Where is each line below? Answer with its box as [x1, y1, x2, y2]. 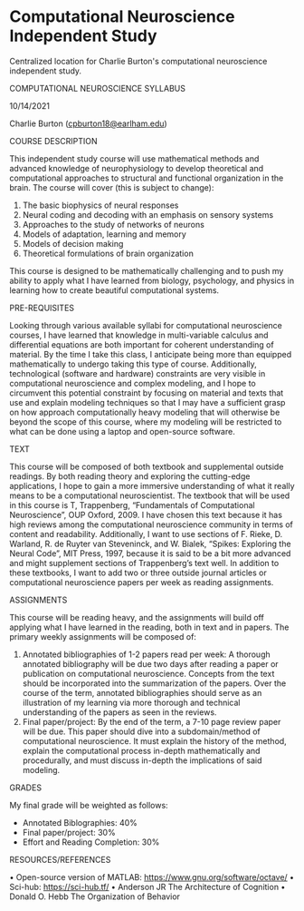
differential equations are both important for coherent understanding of [9, 338, 274, 350]
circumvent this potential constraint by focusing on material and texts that [9, 387, 284, 398]
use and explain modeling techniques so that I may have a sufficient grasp [9, 397, 286, 407]
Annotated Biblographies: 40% [22, 817, 138, 828]
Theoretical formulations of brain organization [22, 248, 195, 259]
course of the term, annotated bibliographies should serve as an [22, 687, 262, 698]
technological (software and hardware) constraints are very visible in [9, 367, 266, 378]
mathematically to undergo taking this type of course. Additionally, [9, 358, 258, 369]
